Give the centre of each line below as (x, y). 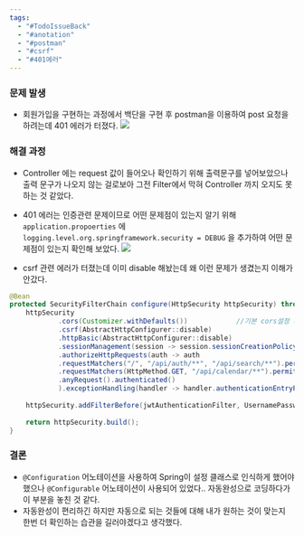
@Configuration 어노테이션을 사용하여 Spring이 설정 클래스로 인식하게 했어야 (158, 476)
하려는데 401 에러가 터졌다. (71, 126)
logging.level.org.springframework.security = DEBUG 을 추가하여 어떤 (152, 237)
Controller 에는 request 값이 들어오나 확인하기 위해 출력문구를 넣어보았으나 (155, 173)
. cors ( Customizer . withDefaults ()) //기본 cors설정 (173, 322)
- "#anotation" (46, 34)
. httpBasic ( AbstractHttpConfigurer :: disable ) (145, 338)
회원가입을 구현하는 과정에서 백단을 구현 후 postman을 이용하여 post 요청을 (156, 115)
